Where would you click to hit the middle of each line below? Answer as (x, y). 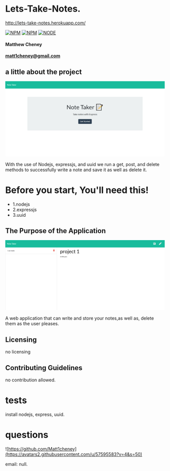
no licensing (18, 352)
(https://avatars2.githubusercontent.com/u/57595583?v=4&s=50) (74, 454)
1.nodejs (21, 204)
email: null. (16, 464)
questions (27, 435)
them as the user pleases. (32, 324)
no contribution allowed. (30, 380)
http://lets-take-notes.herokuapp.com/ (46, 23)
